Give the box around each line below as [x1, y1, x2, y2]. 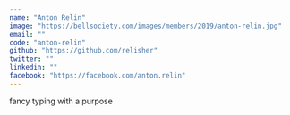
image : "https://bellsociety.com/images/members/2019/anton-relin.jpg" [9, 21, 282, 30]
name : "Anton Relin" [9, 12, 87, 22]
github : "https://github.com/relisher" [9, 46, 158, 55]
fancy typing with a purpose [9, 95, 114, 106]
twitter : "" [9, 54, 54, 63]
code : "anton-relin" [9, 37, 87, 47]
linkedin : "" [9, 63, 58, 72]
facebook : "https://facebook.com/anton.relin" [9, 71, 186, 80]
